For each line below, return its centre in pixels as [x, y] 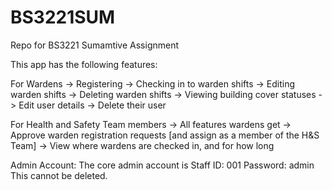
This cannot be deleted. [59, 175]
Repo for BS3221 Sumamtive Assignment [95, 45]
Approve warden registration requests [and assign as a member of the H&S [165, 135]
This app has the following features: [84, 64]
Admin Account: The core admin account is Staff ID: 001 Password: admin [162, 165]
